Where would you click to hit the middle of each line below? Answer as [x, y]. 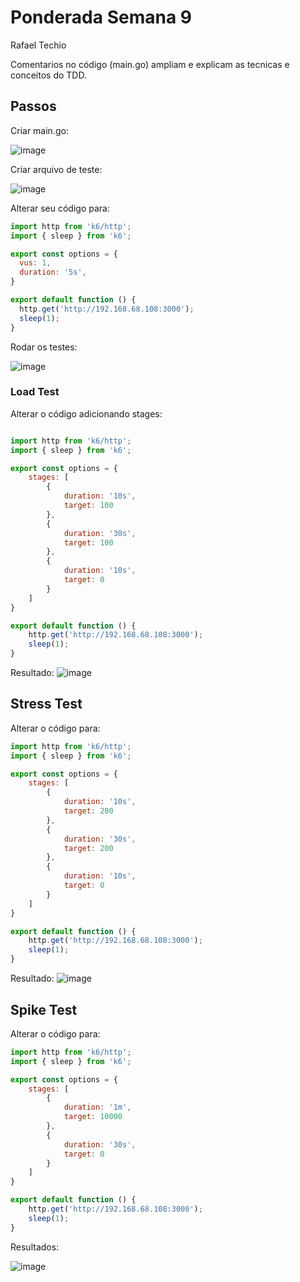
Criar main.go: [39, 130]
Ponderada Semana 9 [101, 17]
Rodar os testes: [44, 347]
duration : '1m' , [97, 1107]
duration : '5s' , [53, 272]
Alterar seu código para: [60, 208]
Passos [33, 106]
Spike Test [44, 1009]
